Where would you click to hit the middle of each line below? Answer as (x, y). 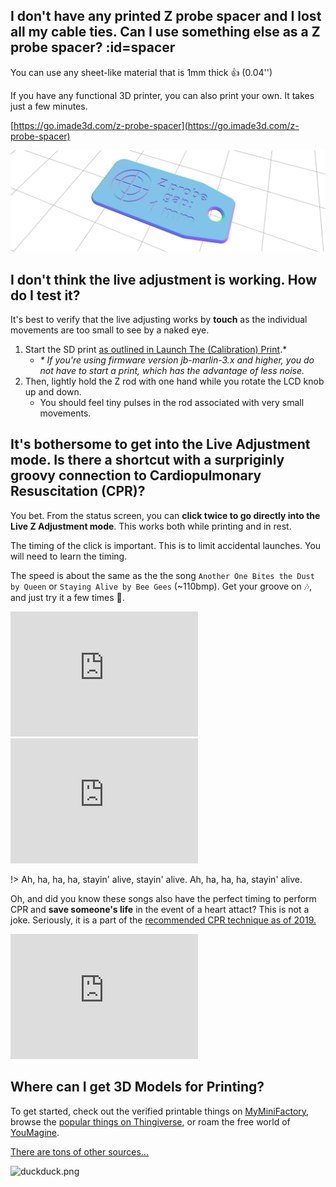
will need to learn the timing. (69, 556)
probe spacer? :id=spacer (93, 47)
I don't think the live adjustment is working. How (164, 279)
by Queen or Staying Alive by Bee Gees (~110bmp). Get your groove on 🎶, (161, 586)
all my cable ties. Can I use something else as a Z (165, 32)
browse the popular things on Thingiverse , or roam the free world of (150, 1121)
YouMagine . (35, 1132)
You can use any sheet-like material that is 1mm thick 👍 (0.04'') (141, 72)
